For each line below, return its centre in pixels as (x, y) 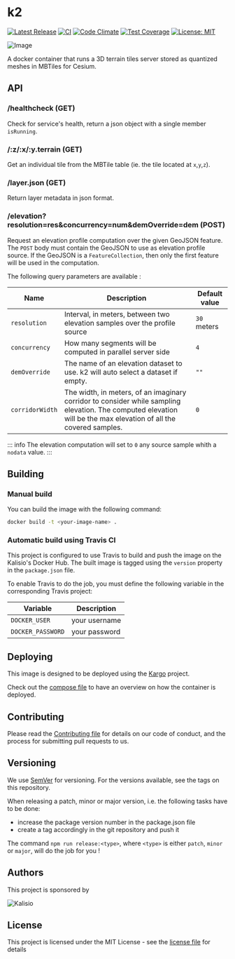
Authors (26, 873)
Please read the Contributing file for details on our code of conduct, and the (116, 733)
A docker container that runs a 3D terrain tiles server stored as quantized (113, 59)
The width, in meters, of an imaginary (125, 392)
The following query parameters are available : (74, 276)
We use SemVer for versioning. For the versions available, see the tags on (113, 780)
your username (96, 620)
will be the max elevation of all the (120, 418)
